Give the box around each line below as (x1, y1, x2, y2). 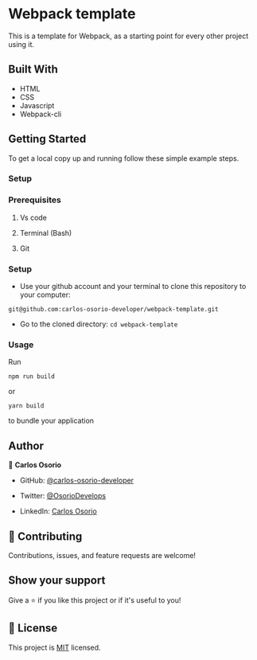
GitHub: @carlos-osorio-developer (19, 475, 134, 486)
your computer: (19, 290, 71, 299)
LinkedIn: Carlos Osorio (19, 506, 97, 516)
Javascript (19, 100, 55, 110)
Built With (8, 63, 58, 76)
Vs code (19, 213, 48, 222)
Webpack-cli (19, 109, 62, 119)
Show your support (8, 574, 106, 588)
